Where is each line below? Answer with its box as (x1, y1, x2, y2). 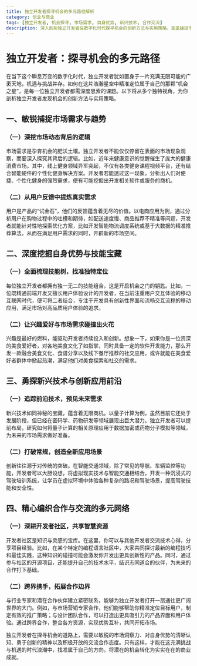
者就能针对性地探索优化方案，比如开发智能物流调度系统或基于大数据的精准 (6, 222, 186, 230)
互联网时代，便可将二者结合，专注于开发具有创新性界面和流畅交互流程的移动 (6, 297, 191, 304)
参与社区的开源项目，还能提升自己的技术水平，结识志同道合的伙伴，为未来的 (6, 559, 191, 566)
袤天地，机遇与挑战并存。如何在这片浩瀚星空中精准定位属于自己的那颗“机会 (6, 80, 189, 87)
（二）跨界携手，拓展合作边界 (6, 582, 91, 591)
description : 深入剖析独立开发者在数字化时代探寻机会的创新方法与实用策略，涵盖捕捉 (6, 25, 189, 31)
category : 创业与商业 (6, 14, 55, 20)
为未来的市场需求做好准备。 (6, 431, 73, 439)
